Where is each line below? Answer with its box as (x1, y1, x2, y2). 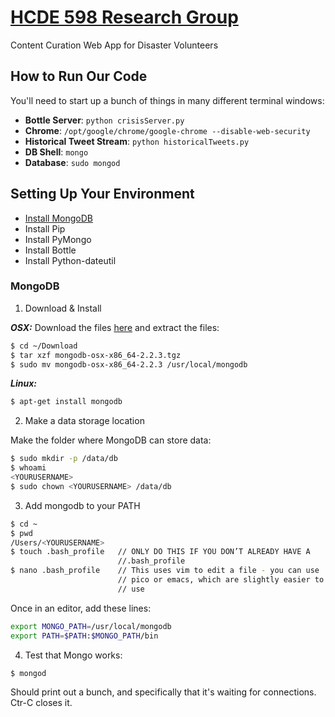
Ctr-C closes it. (10, 697, 73, 709)
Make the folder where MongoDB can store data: (10, 434, 212, 446)
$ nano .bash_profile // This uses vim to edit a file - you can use (10, 566, 320, 576)
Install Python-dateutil (24, 254, 117, 266)
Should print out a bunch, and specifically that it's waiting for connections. (10, 686, 317, 698)
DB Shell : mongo (24, 146, 89, 158)
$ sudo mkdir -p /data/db (10, 454, 118, 464)
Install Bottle (24, 244, 77, 256)
